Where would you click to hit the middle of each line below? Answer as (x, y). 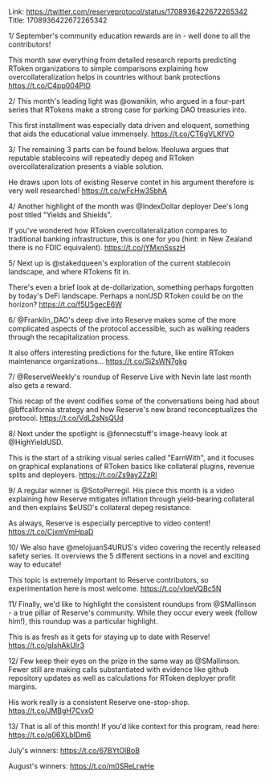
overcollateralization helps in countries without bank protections (114, 77)
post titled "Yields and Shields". (60, 215)
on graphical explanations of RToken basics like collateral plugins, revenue (132, 466)
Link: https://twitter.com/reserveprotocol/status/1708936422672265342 (128, 12)
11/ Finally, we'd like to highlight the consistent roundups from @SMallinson (132, 604)
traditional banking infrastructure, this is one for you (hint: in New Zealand (130, 239)
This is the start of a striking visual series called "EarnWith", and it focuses (131, 458)
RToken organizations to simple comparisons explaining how (108, 68)
